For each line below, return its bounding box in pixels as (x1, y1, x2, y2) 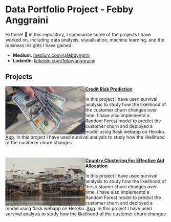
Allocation (85, 163, 108, 169)
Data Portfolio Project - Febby (5, 4, 134, 15)
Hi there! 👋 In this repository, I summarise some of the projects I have (5, 31, 151, 37)
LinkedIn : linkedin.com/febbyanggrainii (12, 57, 96, 63)
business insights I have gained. (5, 42, 73, 48)
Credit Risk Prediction (85, 86, 133, 92)
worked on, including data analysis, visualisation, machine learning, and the (5, 37, 165, 43)
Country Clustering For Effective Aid (85, 157, 165, 163)
